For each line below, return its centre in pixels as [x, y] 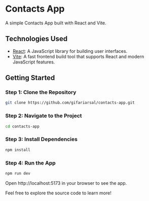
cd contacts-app [22, 126]
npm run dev [18, 173]
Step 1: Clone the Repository [41, 92]
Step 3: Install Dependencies [41, 139]
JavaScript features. [34, 62]
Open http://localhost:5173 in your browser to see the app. [66, 183]
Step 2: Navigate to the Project [44, 116]
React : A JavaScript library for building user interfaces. [70, 51]
